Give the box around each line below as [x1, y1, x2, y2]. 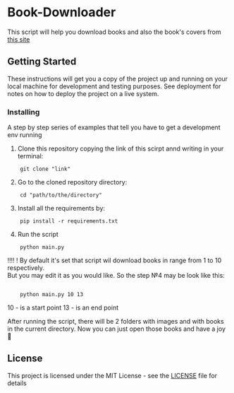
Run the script [17, 230, 58, 239]
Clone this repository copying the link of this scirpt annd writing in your [17, 144, 224, 153]
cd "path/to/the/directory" [20, 192, 102, 199]
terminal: [17, 152, 44, 160]
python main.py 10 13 [20, 291, 83, 298]
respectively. [7, 264, 44, 272]
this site [7, 35, 30, 43]
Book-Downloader [7, 4, 116, 20]
